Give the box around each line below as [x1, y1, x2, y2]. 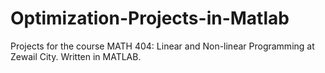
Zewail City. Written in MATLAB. [10, 50, 142, 62]
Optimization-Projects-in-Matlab [10, 7, 290, 30]
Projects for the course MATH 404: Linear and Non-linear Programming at [10, 40, 315, 52]
